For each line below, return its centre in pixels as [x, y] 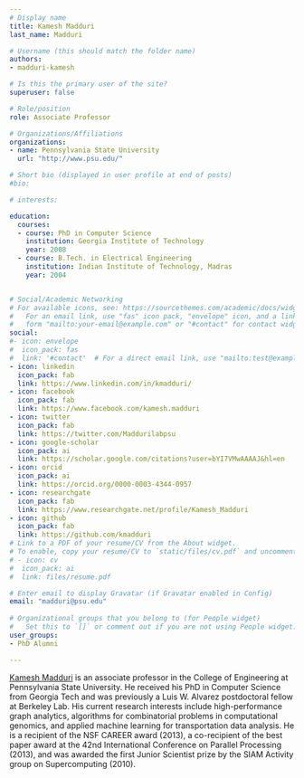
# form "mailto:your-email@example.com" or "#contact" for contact [143, 325]
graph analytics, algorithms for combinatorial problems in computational [144, 716]
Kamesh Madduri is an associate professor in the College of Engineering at [149, 677]
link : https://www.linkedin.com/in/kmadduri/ [105, 384]
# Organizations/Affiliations [66, 133]
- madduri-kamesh [42, 68]
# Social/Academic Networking [66, 299]
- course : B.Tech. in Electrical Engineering [105, 259]
